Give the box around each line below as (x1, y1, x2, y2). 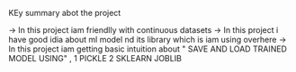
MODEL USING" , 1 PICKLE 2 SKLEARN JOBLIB (8, 53, 182, 63)
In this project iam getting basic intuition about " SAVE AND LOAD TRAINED (8, 44, 287, 54)
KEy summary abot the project (8, 8, 121, 18)
